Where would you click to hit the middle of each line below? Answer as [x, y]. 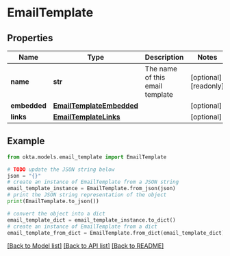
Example [26, 141]
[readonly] [207, 86]
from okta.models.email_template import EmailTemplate [87, 157]
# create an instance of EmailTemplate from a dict [82, 226]
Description [164, 57]
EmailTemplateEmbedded [96, 106]
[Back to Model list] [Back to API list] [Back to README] [86, 246]
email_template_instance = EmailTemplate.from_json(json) [91, 189]
